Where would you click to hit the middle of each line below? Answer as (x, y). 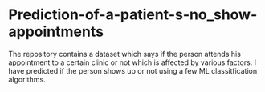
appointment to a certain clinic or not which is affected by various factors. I (132, 62)
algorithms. (27, 79)
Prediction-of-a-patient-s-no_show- (133, 15)
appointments (56, 32)
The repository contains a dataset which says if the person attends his (124, 54)
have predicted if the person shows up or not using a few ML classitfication (133, 70)
